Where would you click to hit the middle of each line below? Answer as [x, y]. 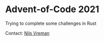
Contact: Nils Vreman [27, 33]
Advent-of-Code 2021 [52, 9]
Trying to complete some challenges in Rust [51, 23]
